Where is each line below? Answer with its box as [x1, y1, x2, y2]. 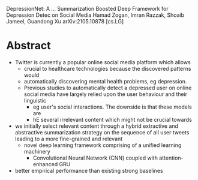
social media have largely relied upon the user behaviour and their [23, 90, 188, 98]
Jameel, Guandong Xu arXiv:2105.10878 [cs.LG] [6, 18, 124, 25]
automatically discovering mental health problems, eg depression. [23, 77, 187, 85]
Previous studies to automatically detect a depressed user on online [23, 84, 192, 91]
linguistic [23, 97, 47, 104]
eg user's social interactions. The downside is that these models [32, 103, 192, 110]
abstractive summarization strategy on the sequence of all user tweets [14, 128, 190, 136]
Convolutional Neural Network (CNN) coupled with [32, 154, 158, 161]
